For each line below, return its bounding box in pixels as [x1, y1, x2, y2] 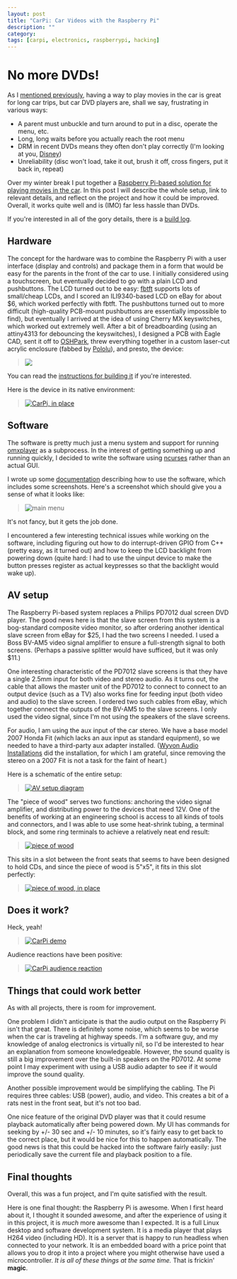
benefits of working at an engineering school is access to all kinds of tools [7, 812, 224, 821]
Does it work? [7, 904, 69, 916]
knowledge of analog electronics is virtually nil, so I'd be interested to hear [7, 1040, 224, 1049]
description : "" [7, 23, 55, 30]
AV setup [7, 589, 49, 601]
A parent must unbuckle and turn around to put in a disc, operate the [17, 120, 218, 128]
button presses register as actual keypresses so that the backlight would [7, 561, 219, 569]
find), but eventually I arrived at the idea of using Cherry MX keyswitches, [7, 314, 223, 323]
